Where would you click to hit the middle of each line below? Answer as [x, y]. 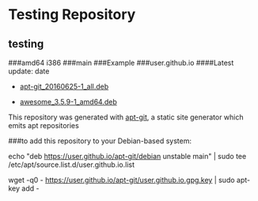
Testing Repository [72, 15]
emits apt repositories [44, 125]
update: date [29, 71]
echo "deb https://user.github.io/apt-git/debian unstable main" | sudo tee [127, 156]
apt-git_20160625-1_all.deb [64, 86]
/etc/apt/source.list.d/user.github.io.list [71, 165]
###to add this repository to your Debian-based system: [100, 141]
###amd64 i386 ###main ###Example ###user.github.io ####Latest [121, 63]
